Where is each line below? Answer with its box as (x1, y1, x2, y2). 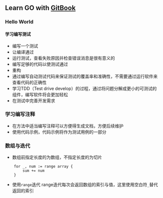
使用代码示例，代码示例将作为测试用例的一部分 (12, 129, 106, 135)
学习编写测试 (5, 31, 31, 37)
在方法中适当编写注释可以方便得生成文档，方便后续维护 (12, 123, 123, 128)
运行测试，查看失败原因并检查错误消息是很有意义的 (12, 55, 115, 61)
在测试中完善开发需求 (12, 97, 55, 104)
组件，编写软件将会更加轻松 (12, 91, 68, 97)
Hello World (5, 18, 34, 25)
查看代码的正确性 (12, 79, 47, 85)
